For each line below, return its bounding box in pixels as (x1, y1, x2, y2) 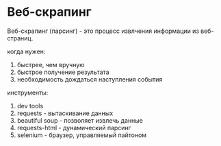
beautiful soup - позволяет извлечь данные (16, 116, 144, 124)
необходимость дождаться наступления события (16, 75, 163, 83)
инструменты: (7, 88, 49, 97)
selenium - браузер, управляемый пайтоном (16, 131, 147, 139)
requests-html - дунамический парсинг (16, 123, 131, 132)
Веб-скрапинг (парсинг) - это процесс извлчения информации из (7, 27, 200, 35)
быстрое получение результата (16, 68, 109, 76)
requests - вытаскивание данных (16, 109, 114, 117)
